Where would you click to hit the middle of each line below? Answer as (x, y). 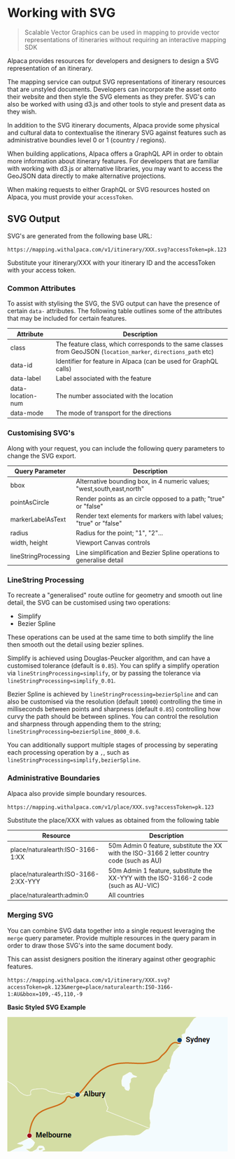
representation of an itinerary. (50, 68)
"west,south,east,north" (110, 489)
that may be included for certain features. (67, 318)
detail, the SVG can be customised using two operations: (89, 603)
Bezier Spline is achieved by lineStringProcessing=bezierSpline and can (113, 694)
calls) (64, 369)
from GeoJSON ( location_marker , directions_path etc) (135, 351)
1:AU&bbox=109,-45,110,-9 (45, 994)
